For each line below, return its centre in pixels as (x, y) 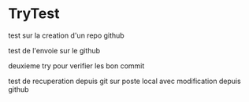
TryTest (34, 14)
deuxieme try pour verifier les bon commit (76, 66)
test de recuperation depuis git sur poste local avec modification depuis (125, 81)
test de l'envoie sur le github (54, 50)
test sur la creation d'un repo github (66, 35)
